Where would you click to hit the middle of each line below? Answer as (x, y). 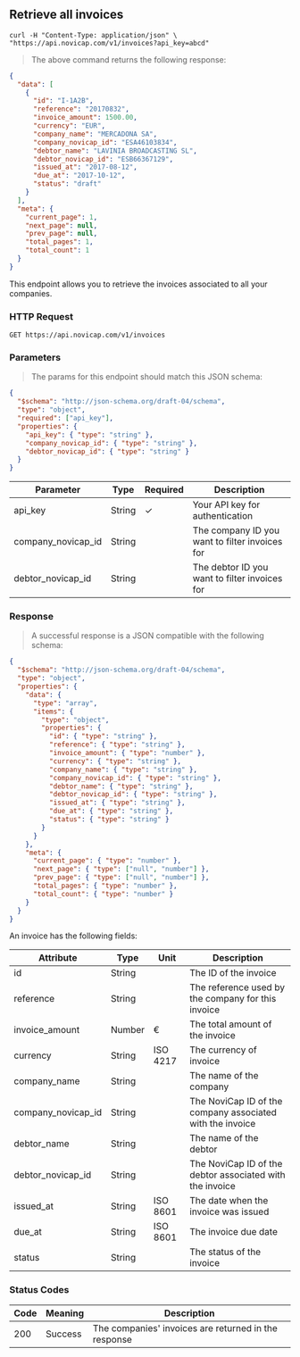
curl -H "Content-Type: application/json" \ (93, 35)
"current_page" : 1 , (62, 217)
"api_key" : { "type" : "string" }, (89, 435)
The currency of (223, 1050)
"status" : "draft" (67, 184)
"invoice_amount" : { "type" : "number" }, (127, 753)
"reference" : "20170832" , (81, 109)
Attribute (58, 958)
